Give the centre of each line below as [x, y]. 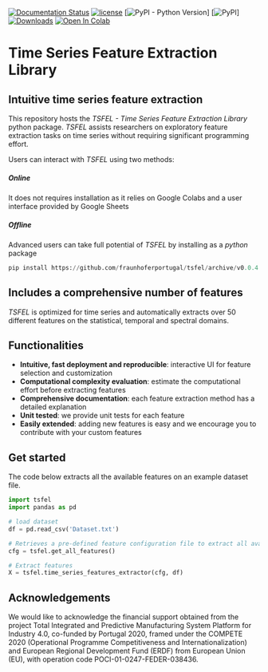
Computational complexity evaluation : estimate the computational [130, 381]
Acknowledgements [59, 597]
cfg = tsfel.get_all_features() [62, 551]
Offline [20, 224]
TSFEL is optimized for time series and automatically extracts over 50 [122, 312]
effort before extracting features [73, 390]
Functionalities [46, 346]
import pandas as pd [43, 508]
